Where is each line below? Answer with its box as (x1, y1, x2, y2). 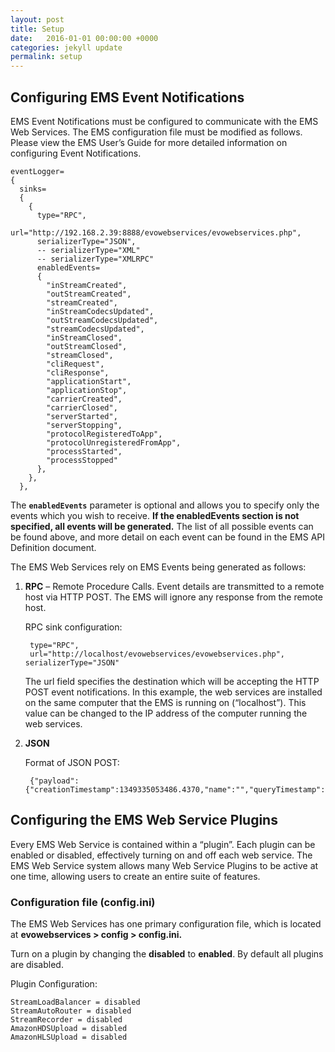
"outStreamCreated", (46, 289, 132, 299)
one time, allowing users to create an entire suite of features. (10, 870, 261, 882)
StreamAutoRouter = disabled (10, 1006, 132, 1016)
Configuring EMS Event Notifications (10, 89, 245, 106)
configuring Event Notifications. (10, 147, 142, 159)
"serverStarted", (46, 411, 118, 421)
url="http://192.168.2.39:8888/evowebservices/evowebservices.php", (10, 227, 302, 238)
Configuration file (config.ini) (10, 895, 156, 909)
